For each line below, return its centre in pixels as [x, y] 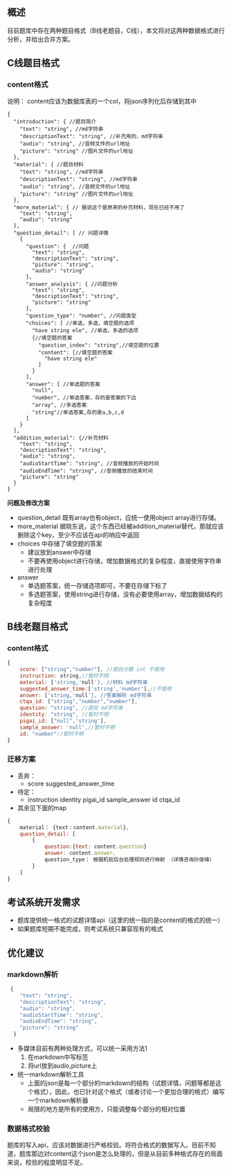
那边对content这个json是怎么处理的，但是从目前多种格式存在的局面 [127, 1154]
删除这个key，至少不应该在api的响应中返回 [78, 535]
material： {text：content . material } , [74, 827]
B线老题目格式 [37, 626]
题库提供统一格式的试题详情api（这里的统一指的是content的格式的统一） [120, 920]
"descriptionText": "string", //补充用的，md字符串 [92, 136]
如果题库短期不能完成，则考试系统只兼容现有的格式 [90, 929]
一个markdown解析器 [58, 1100]
